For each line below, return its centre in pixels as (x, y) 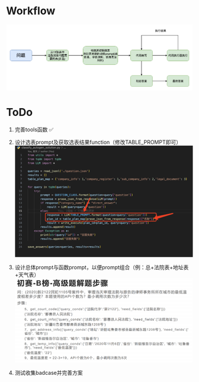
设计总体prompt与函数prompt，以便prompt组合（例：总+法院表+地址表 (102, 267)
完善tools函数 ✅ (34, 130)
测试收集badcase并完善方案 (49, 373)
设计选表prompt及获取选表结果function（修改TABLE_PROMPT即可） (98, 142)
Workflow (31, 11)
